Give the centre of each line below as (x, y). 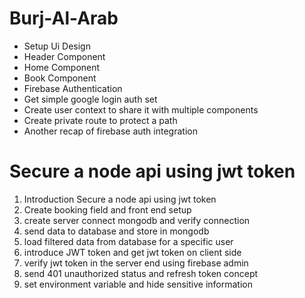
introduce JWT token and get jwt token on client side (132, 252)
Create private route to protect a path (100, 120)
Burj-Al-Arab (64, 18)
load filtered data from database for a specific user (128, 241)
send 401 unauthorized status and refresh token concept (141, 273)
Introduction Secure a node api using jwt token (120, 199)
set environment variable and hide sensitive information (138, 284)
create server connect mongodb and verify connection (137, 220)
